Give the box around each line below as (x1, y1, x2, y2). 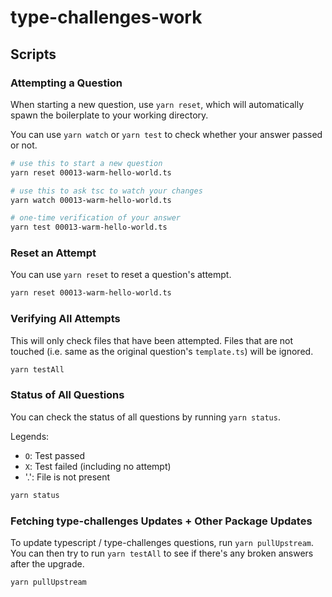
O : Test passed (24, 449, 86, 461)
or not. (10, 139, 38, 151)
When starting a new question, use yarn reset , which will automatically (10, 98, 305, 110)
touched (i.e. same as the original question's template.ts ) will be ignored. (10, 345, 314, 357)
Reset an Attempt (10, 246, 97, 260)
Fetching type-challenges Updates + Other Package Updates (10, 514, 313, 528)
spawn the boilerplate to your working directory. (10, 109, 209, 121)
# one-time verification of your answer (10, 213, 182, 223)
